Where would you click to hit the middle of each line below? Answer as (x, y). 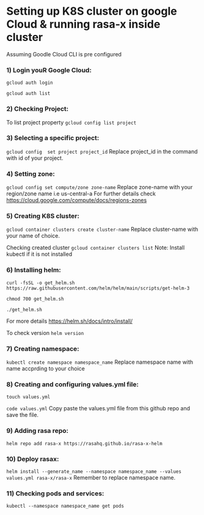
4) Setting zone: (31, 174)
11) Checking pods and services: (55, 493)
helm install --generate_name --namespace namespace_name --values (94, 472)
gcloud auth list (28, 94)
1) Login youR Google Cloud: (49, 70)
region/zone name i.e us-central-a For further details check (81, 194)
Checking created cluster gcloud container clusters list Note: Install (96, 248)
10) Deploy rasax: (33, 459)
